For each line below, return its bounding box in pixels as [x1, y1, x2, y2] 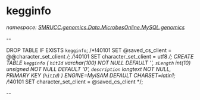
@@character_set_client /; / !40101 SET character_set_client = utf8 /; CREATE [6, 53, 194, 60]
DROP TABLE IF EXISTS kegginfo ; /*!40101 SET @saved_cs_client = [6, 46, 172, 54]
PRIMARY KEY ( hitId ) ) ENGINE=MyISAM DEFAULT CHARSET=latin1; [6, 72, 176, 79]
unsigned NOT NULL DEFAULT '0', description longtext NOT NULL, [6, 65, 171, 72]
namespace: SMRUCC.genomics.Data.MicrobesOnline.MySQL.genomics [6, 24, 185, 31]
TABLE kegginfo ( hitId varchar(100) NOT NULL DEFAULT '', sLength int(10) [6, 59, 191, 66]
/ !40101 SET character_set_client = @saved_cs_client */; [6, 78, 143, 85]
